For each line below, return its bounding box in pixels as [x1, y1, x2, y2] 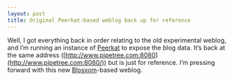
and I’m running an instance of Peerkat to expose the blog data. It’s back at [7, 43, 226, 52]
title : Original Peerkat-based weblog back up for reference [7, 17, 191, 24]
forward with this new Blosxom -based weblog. [7, 66, 143, 74]
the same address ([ [7, 50, 66, 59]
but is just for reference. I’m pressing [108, 58, 215, 66]
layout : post [7, 10, 46, 17]
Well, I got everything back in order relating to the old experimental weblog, [7, 36, 227, 44]
